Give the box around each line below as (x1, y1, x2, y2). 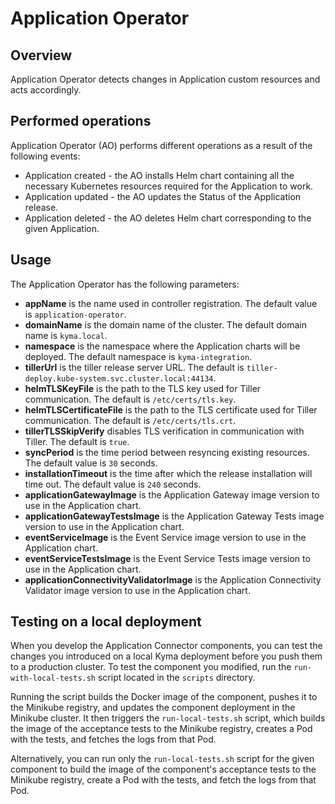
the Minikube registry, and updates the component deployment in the (10, 702, 296, 714)
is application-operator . (24, 308, 127, 320)
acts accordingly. (10, 84, 82, 96)
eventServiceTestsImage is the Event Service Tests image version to (24, 552, 311, 564)
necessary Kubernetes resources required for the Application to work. (24, 180, 314, 192)
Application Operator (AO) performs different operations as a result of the (10, 139, 313, 151)
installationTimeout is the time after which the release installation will (24, 467, 313, 479)
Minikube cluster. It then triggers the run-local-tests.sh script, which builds (10, 712, 326, 724)
